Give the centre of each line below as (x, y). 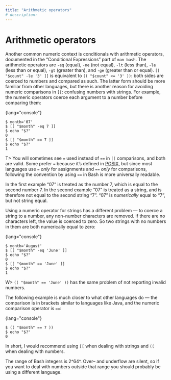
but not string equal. (27, 201)
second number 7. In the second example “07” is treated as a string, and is (83, 190)
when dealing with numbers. (35, 351)
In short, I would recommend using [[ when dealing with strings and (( (80, 346)
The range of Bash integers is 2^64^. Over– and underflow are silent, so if (82, 361)
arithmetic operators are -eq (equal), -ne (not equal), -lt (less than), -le (81, 65)
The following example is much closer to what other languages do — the (81, 298)
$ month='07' (19, 122)
